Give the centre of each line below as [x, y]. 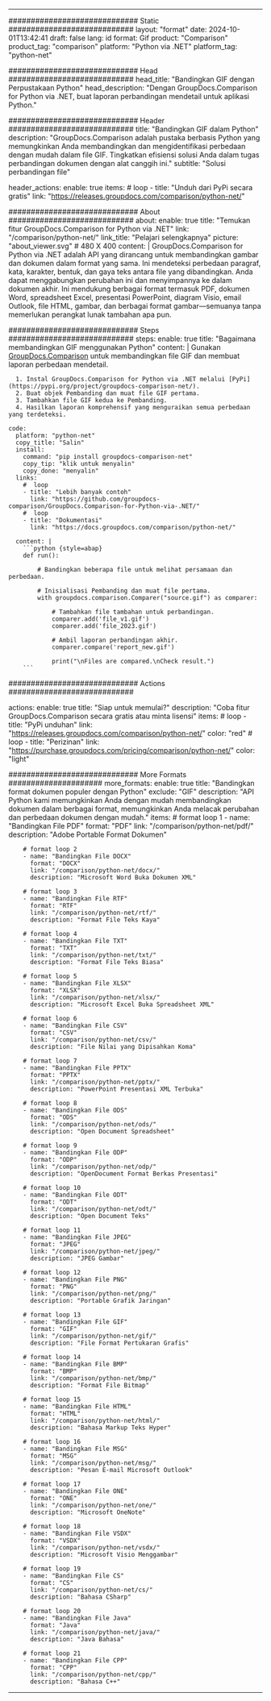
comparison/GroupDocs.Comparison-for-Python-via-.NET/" [104, 506]
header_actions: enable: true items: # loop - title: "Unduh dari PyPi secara [131, 187]
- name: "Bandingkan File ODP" [75, 1153]
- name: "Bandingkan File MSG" [75, 1449]
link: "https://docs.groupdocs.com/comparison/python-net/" [133, 527]
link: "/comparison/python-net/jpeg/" [95, 1251]
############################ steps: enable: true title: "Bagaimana [132, 339]
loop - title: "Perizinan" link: [54, 742]
